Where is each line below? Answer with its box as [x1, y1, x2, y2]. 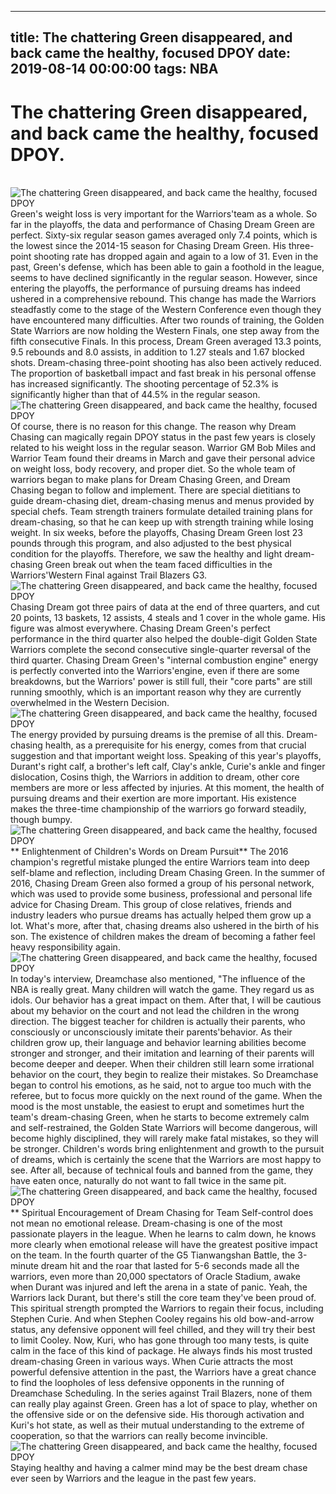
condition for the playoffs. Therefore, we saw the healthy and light [10, 548, 283, 560]
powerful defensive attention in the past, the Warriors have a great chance [10, 1366, 317, 1378]
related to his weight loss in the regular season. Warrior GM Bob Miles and [10, 442, 317, 454]
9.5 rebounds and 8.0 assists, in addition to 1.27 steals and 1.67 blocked [10, 346, 305, 358]
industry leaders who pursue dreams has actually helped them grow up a [10, 909, 312, 921]
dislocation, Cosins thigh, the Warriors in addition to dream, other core [10, 771, 300, 783]
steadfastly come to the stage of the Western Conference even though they [10, 304, 322, 316]
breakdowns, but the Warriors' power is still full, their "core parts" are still [10, 676, 313, 688]
